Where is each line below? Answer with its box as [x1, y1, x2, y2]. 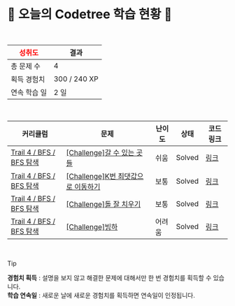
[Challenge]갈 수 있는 [66, 147, 135, 157]
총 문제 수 [10, 61, 41, 71]
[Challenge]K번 [66, 171, 117, 181]
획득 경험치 [10, 74, 45, 84]
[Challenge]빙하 [66, 221, 118, 231]
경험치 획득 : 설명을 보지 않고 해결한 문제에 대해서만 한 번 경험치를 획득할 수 [7, 273, 212, 282]
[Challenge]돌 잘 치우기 [66, 199, 141, 209]
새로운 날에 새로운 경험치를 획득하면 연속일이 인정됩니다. [41, 291, 196, 299]
